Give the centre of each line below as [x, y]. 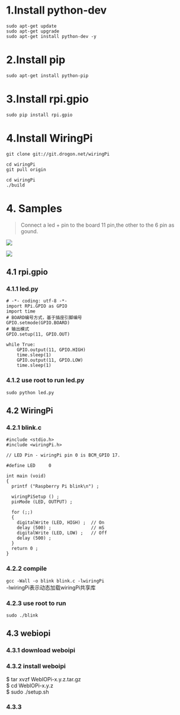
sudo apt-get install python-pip [47, 75]
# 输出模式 [18, 329]
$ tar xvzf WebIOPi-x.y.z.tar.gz [44, 679]
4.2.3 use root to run [36, 603]
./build [16, 185]
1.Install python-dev [57, 10]
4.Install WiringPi [49, 138]
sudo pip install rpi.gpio [39, 115]
